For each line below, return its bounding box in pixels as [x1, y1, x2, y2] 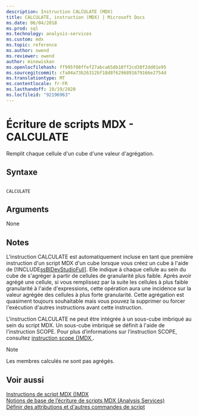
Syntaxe [6, 167, 38, 178]
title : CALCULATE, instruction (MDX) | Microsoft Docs [6, 14, 145, 20]
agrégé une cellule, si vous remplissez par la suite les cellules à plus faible [6, 278, 189, 286]
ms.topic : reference [6, 42, 58, 48]
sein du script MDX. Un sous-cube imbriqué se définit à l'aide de [6, 322, 165, 329]
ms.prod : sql [6, 25, 39, 32]
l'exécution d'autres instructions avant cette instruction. [6, 304, 143, 311]
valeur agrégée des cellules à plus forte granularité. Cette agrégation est [6, 291, 185, 299]
